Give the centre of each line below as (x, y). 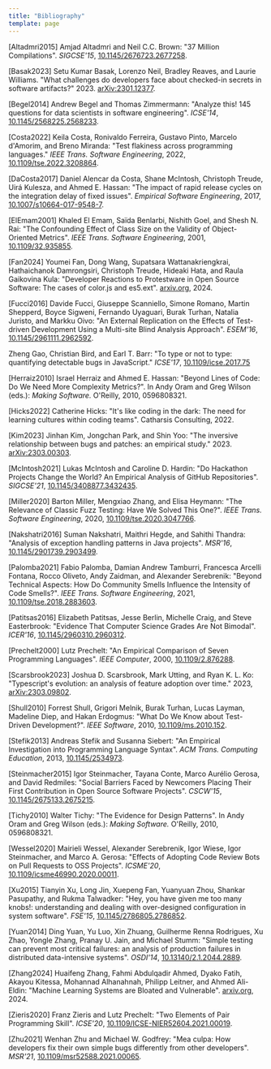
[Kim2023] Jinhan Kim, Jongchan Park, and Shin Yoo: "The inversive (123, 435)
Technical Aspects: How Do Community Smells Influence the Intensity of (129, 584)
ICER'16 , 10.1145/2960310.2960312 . (67, 635)
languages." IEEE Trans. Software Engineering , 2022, (97, 154)
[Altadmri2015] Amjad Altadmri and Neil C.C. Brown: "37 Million (114, 46)
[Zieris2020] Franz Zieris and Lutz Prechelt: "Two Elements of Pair (119, 1015)
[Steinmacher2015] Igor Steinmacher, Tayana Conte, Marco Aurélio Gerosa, (134, 774)
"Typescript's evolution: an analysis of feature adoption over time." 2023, (131, 683)
